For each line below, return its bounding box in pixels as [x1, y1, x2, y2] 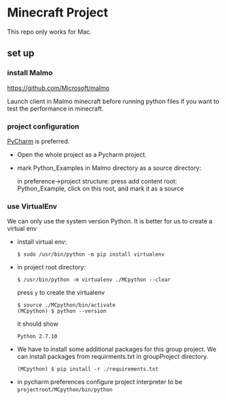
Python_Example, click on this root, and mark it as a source [16, 184, 184, 192]
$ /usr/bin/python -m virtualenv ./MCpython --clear [16, 276, 171, 283]
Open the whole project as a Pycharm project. [16, 150, 147, 159]
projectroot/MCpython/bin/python [16, 386, 113, 393]
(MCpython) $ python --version [16, 308, 107, 315]
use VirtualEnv [7, 201, 58, 211]
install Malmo [7, 68, 53, 78]
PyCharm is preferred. [7, 137, 70, 145]
